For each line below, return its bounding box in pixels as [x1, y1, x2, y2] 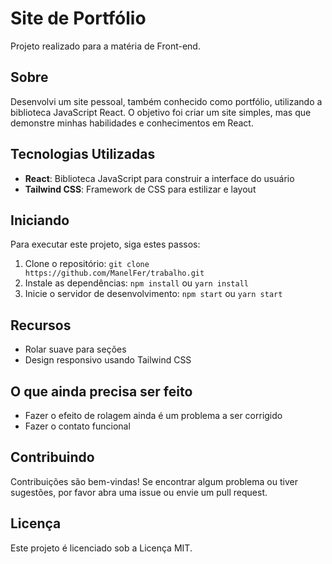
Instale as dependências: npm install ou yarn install [24, 277, 249, 289]
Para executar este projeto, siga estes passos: [10, 238, 201, 251]
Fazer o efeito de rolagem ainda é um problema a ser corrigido [24, 410, 283, 421]
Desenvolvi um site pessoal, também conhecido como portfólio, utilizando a [10, 95, 323, 107]
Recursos [10, 317, 72, 334]
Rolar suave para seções [24, 343, 127, 356]
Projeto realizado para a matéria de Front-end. [10, 40, 201, 52]
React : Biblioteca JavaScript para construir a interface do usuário [24, 172, 295, 184]
